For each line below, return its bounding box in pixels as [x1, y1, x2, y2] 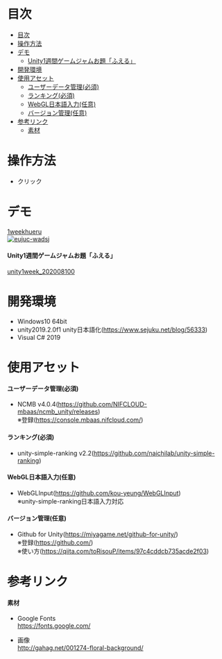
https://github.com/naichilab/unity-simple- [93, 449, 215, 457]
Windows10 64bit [17, 317, 67, 325]
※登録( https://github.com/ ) [17, 538, 94, 547]
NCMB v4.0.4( [17, 400, 59, 409]
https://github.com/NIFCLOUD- [58, 400, 148, 409]
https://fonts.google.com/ [17, 622, 91, 630]
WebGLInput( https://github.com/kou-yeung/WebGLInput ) [17, 488, 182, 497]
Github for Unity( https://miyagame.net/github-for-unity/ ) [17, 530, 178, 538]
